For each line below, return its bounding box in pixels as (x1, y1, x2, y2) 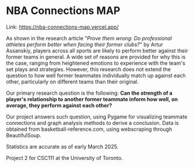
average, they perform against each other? (6, 102, 112, 109)
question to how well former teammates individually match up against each (6, 72, 186, 79)
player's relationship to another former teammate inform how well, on (6, 95, 178, 103)
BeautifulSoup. (6, 131, 42, 138)
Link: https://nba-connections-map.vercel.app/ (6, 23, 119, 30)
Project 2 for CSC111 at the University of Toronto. (6, 154, 124, 161)
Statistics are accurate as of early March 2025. (6, 143, 119, 150)
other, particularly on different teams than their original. (6, 78, 139, 85)
